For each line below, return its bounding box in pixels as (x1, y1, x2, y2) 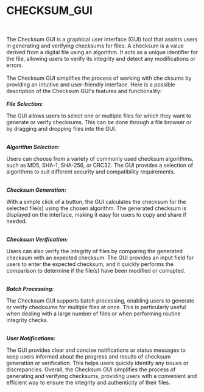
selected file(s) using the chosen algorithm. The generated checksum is (6, 205, 187, 212)
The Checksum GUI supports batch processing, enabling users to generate (6, 296, 195, 304)
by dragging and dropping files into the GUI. (6, 125, 117, 132)
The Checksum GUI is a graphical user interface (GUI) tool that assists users (6, 35, 198, 43)
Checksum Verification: (6, 236, 68, 243)
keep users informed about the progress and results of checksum (6, 352, 171, 360)
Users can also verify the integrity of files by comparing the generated (6, 247, 183, 254)
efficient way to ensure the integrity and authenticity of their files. (6, 379, 171, 386)
